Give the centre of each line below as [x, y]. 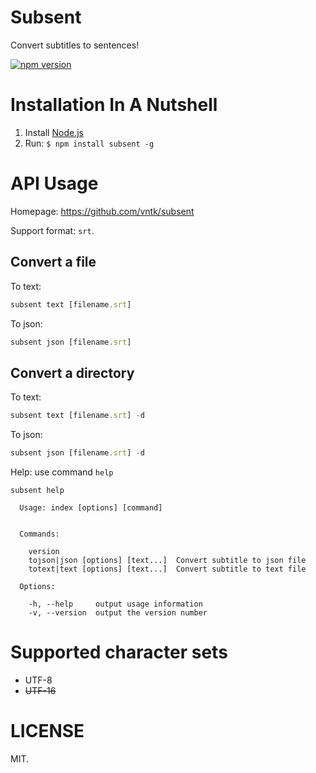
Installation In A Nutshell [114, 105]
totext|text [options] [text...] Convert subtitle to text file [167, 569]
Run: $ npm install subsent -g [89, 143]
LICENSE [47, 731]
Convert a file [53, 262]
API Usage [54, 183]
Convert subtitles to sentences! [75, 45]
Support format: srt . [52, 230]
